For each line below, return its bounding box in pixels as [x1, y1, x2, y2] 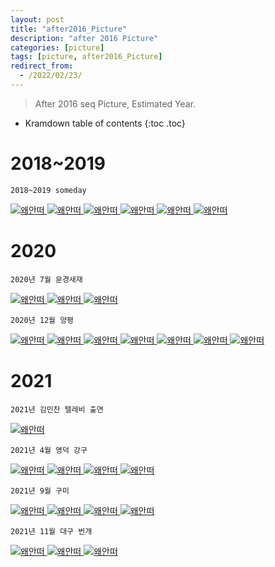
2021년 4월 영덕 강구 [10, 445, 88, 455]
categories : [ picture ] [10, 42, 105, 53]
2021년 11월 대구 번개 [10, 526, 93, 536]
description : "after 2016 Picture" [10, 33, 159, 43]
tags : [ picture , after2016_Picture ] [10, 52, 163, 62]
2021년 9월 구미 [10, 486, 70, 496]
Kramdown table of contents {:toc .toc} [24, 117, 186, 129]
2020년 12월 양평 [10, 315, 75, 325]
